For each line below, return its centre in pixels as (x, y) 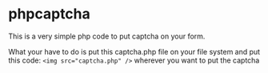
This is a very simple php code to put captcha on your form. (107, 36)
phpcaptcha (49, 14)
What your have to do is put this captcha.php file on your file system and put (134, 51)
